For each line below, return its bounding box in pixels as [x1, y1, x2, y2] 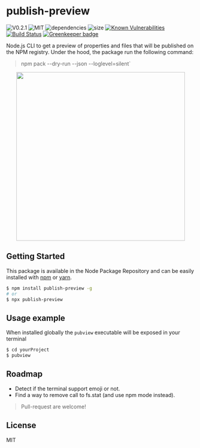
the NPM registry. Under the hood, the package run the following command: [6, 48, 193, 55]
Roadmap [6, 369, 43, 379]
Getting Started [6, 251, 65, 261]
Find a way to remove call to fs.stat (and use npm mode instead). [14, 391, 175, 398]
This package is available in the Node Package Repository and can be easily [6, 267, 195, 274]
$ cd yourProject [6, 347, 50, 353]
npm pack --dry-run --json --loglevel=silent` [20, 60, 131, 67]
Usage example [6, 313, 66, 323]
